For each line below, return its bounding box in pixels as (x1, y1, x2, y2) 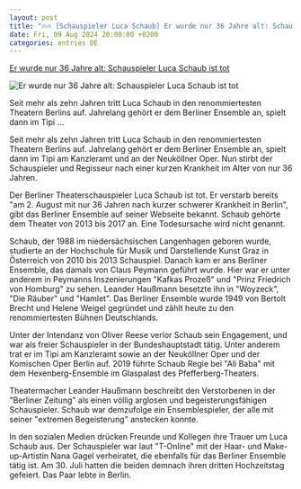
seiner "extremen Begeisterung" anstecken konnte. (9, 414, 199, 425)
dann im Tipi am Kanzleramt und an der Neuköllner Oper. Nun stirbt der (9, 154, 273, 164)
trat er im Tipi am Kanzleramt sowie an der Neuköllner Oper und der (9, 349, 261, 360)
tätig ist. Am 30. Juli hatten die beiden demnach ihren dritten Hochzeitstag (9, 460, 285, 471)
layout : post (9, 13, 58, 22)
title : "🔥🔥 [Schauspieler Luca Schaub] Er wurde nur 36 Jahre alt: (9, 22, 270, 31)
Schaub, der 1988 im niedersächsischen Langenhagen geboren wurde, (9, 236, 272, 247)
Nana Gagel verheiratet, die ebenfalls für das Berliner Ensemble (50, 450, 287, 461)
